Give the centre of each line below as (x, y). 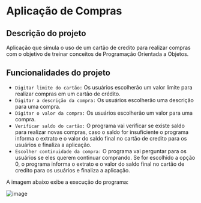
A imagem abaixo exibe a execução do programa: (67, 182)
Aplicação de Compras (64, 11)
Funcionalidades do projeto (58, 73)
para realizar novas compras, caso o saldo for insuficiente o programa (102, 132)
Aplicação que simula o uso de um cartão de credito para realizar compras (98, 47)
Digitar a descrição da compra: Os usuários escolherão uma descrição (104, 100)
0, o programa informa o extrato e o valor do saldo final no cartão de (100, 164)
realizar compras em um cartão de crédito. (68, 94)
